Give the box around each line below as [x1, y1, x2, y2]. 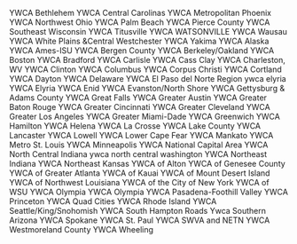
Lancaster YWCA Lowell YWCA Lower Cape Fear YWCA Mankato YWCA [9, 130, 274, 140]
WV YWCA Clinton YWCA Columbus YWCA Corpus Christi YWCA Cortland [9, 64, 282, 75]
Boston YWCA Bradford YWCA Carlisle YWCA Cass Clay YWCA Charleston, [9, 55, 286, 65]
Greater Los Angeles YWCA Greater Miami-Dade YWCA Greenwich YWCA [9, 111, 281, 122]
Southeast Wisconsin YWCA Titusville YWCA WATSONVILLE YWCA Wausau [9, 27, 288, 36]
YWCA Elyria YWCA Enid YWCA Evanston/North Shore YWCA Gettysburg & [9, 83, 285, 93]
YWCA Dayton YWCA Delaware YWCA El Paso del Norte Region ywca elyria [9, 74, 286, 83]
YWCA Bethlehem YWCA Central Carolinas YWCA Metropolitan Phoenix [9, 8, 272, 18]
